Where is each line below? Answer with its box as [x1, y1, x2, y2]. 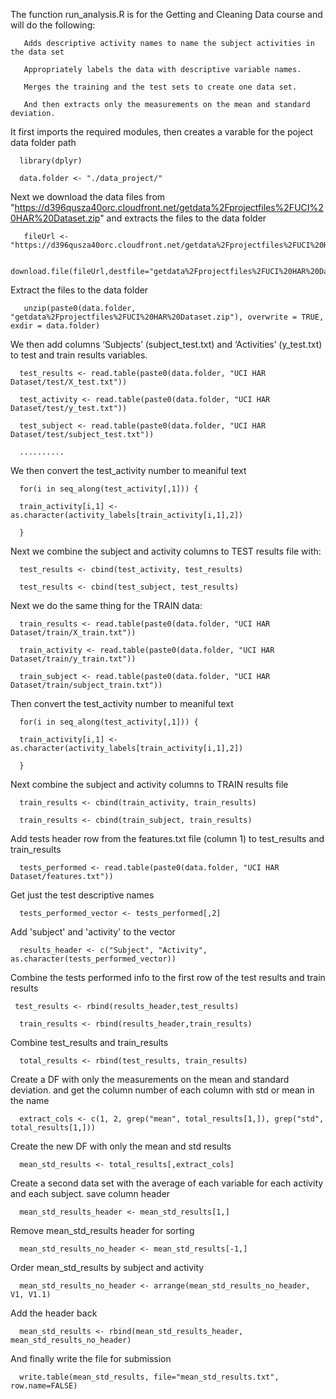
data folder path [10, 137, 77, 148]
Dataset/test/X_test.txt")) [10, 377, 128, 387]
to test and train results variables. [10, 349, 148, 361]
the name [10, 1095, 50, 1106]
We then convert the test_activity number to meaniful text [10, 465, 247, 476]
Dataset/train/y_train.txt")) [10, 654, 137, 664]
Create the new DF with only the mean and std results [10, 1140, 232, 1152]
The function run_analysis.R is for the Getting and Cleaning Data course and [10, 9, 323, 20]
